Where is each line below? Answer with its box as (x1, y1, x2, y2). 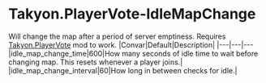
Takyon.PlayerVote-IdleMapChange (8, 5, 256, 23)
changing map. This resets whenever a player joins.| (8, 57, 183, 67)
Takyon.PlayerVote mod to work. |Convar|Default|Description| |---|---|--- (8, 39, 254, 49)
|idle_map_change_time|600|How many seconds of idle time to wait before (8, 48, 259, 58)
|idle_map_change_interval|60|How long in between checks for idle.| (8, 65, 238, 75)
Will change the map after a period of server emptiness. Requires (8, 31, 226, 41)
